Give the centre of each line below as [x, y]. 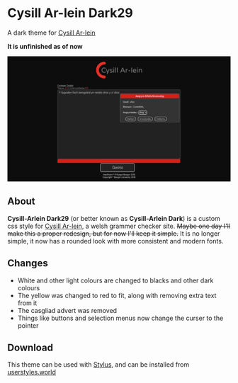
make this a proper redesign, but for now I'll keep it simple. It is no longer [114, 233]
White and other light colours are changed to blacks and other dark [115, 280]
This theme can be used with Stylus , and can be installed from [98, 365]
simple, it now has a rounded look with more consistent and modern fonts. [115, 241]
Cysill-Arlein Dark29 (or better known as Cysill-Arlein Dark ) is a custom [114, 218]
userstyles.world [32, 372]
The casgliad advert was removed [67, 310]
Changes [28, 263]
